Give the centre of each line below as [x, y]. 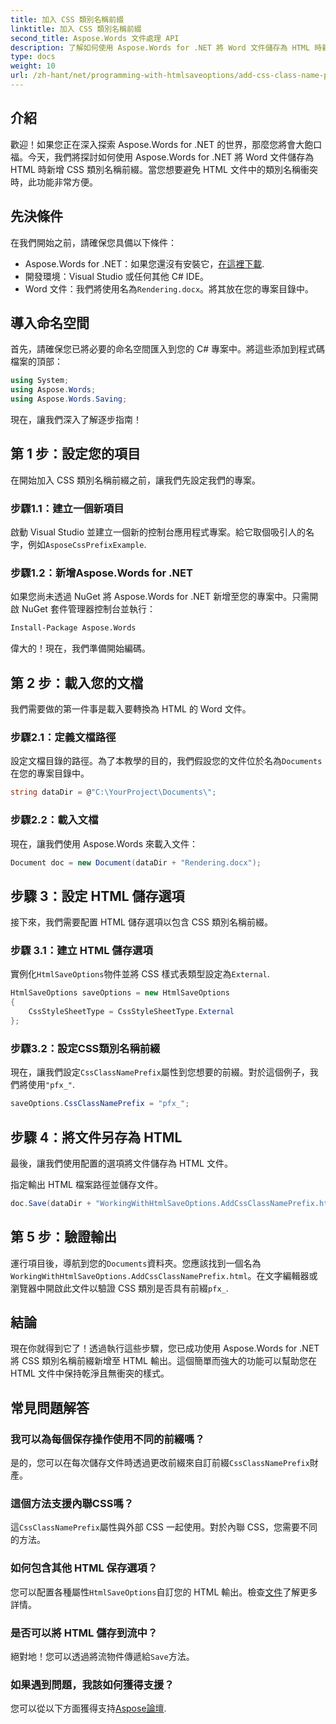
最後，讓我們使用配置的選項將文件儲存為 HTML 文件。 [121, 1163]
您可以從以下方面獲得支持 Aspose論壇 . [88, 1708]
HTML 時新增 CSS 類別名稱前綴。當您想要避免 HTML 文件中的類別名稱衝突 [164, 169]
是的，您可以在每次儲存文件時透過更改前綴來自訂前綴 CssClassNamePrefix [160, 1463]
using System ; [40, 381]
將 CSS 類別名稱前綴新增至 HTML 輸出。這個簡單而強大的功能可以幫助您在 [163, 1361]
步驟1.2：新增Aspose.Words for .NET [101, 573]
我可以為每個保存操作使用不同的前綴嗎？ [107, 1439]
